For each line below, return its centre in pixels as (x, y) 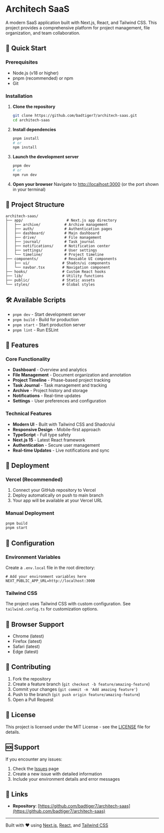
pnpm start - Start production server (49, 325)
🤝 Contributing (28, 667)
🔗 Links (17, 794)
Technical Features (29, 414)
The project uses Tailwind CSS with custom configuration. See (68, 604)
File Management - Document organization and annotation (72, 375)
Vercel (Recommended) (34, 479)
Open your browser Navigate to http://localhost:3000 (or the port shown (85, 184)
